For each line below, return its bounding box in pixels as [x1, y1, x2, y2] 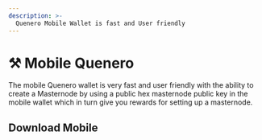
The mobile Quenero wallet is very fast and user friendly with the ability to [8, 80, 254, 90]
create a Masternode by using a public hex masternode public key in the [8, 89, 248, 99]
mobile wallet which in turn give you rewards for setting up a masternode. [8, 97, 253, 107]
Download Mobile [8, 121, 98, 134]
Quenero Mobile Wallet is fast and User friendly [15, 19, 185, 27]
